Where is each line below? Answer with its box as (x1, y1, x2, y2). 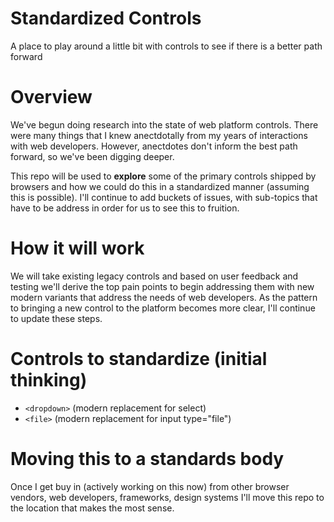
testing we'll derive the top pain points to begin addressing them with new (10, 280, 315, 292)
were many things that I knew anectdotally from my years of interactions (10, 129, 308, 141)
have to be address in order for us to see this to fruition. (10, 202, 240, 214)
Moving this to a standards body (10, 447, 285, 470)
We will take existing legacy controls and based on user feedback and (10, 270, 299, 282)
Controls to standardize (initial (10, 348, 268, 370)
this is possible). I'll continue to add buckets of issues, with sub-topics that (10, 191, 318, 203)
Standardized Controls (10, 7, 202, 30)
